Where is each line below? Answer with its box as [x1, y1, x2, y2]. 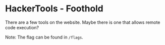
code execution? [5, 24, 39, 30]
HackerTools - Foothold [5, 3, 104, 14]
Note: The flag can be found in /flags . [5, 34, 83, 40]
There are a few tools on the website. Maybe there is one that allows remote [5, 19, 161, 25]
